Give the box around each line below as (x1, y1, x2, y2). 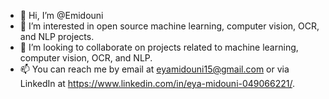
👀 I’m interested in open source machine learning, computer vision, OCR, (19, 20, 320, 32)
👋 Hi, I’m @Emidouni (19, 10, 104, 21)
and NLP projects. (19, 31, 95, 42)
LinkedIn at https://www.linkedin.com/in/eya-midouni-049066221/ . (19, 78, 296, 89)
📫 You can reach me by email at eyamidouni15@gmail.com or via (19, 63, 290, 75)
